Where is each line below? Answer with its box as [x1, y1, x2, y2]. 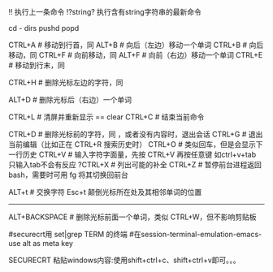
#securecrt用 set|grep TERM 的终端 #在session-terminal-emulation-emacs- [8, 230, 262, 239]
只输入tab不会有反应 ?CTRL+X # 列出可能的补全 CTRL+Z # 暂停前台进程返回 [8, 160, 262, 169]
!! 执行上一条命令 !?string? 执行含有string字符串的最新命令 [8, 7, 201, 16]
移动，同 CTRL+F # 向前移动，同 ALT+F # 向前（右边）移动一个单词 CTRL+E [8, 50, 263, 59]
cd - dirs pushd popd [8, 24, 80, 32]
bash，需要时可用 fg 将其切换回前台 [8, 170, 128, 179]
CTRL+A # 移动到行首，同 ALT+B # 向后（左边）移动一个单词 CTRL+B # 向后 [8, 40, 264, 50]
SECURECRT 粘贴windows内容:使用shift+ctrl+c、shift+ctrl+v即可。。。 [8, 255, 241, 265]
